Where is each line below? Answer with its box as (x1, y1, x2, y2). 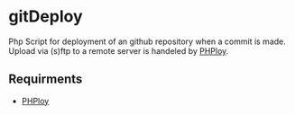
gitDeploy (8, 6, 83, 27)
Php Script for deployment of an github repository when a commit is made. (8, 36, 286, 47)
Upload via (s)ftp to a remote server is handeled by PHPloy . (8, 45, 229, 56)
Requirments (8, 72, 83, 87)
